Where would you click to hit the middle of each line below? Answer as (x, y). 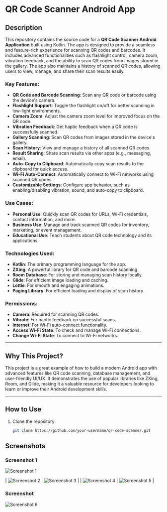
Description (24, 28)
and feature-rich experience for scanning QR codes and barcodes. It (75, 50)
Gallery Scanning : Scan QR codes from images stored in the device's (83, 137)
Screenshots (25, 446)
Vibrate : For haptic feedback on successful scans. (64, 320)
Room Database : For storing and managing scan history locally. (78, 274)
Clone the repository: (34, 421)
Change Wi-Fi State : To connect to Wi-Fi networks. (65, 336)
